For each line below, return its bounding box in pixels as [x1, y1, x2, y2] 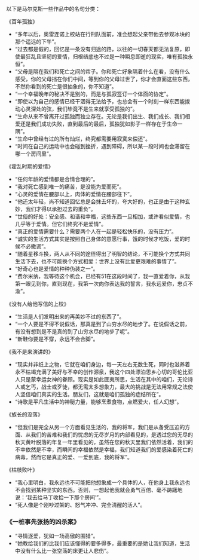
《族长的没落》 [6, 411, 43, 418]
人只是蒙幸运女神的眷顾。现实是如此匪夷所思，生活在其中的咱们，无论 [14, 376, 188, 382]
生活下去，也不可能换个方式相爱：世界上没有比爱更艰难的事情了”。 [14, 258, 180, 265]
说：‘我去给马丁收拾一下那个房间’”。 [14, 494, 105, 501]
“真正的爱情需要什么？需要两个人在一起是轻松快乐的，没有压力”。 [14, 228, 177, 235]
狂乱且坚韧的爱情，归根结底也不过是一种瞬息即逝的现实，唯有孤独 [25, 53, 188, 60]
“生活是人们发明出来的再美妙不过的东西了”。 [14, 313, 125, 320]
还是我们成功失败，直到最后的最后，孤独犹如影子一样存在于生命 [20, 120, 177, 127]
